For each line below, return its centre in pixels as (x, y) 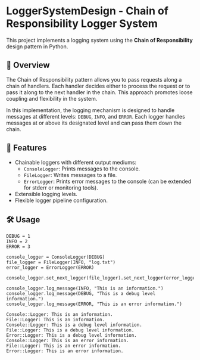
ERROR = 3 (18, 247)
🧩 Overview (28, 65)
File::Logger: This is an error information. (63, 346)
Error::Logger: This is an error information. (65, 351)
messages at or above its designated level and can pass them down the (94, 123)
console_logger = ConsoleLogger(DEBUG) (56, 257)
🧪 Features (26, 148)
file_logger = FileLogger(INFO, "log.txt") (61, 263)
